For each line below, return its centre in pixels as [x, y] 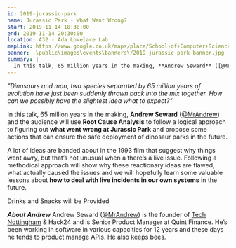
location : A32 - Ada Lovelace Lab [58, 40]
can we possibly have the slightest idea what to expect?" [90, 101]
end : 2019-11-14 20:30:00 [45, 33]
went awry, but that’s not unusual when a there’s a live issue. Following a [112, 158]
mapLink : [20, 46]
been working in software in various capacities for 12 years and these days [116, 229]
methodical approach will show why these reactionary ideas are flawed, [111, 165]
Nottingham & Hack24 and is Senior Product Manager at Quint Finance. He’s [117, 222]
